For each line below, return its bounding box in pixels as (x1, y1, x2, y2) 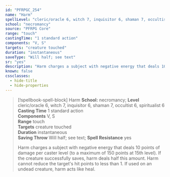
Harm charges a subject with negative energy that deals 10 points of (17, 144, 160, 150)
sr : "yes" (5, 59, 26, 64)
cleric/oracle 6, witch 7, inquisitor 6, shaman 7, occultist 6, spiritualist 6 (17, 102, 165, 108)
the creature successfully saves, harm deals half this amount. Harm (17, 155, 158, 161)
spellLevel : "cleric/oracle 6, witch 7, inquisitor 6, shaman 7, (5, 17, 146, 22)
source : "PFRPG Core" (5, 26, 51, 31)
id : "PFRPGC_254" (5, 7, 42, 13)
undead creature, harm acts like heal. (17, 166, 96, 172)
